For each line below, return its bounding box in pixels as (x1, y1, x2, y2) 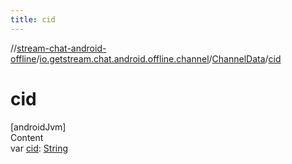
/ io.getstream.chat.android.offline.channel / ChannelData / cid (36, 52, 282, 65)
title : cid (10, 14, 56, 25)
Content (10, 131, 44, 143)
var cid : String (10, 142, 69, 154)
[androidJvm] (10, 121, 67, 133)
